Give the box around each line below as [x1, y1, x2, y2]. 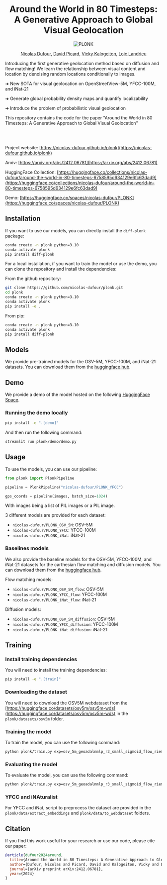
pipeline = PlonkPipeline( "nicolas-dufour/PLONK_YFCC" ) [5, 485, 123, 490]
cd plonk [5, 290, 23, 295]
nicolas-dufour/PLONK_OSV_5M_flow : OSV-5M [12, 586, 104, 592]
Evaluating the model [5, 761, 58, 768]
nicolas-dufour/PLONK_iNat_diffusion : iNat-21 [12, 626, 108, 632]
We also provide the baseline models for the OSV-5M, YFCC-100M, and [5, 556, 152, 562]
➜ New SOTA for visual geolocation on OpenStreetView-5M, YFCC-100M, [5, 81, 156, 87]
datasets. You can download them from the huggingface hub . [5, 364, 131, 370]
